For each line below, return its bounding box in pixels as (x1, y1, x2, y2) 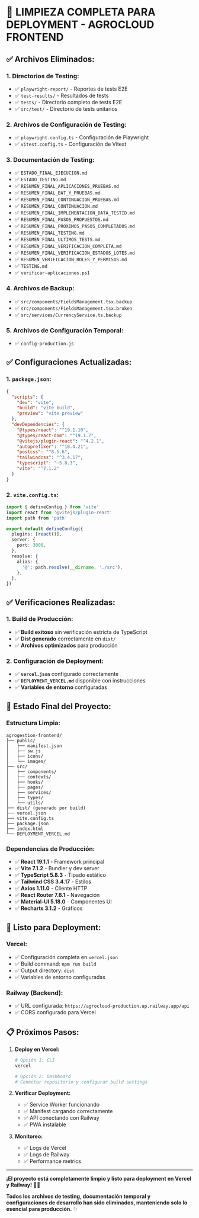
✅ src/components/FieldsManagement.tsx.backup (14, 297, 133, 304)
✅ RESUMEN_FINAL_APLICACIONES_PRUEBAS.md (14, 182, 120, 190)
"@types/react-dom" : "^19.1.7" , (17, 432, 97, 438)
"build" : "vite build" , (17, 405, 76, 411)
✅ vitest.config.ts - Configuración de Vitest (14, 140, 127, 148)
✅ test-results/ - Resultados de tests (14, 92, 109, 99)
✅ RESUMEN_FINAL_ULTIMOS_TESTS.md (14, 236, 101, 243)
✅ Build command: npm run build (14, 960, 97, 967)
